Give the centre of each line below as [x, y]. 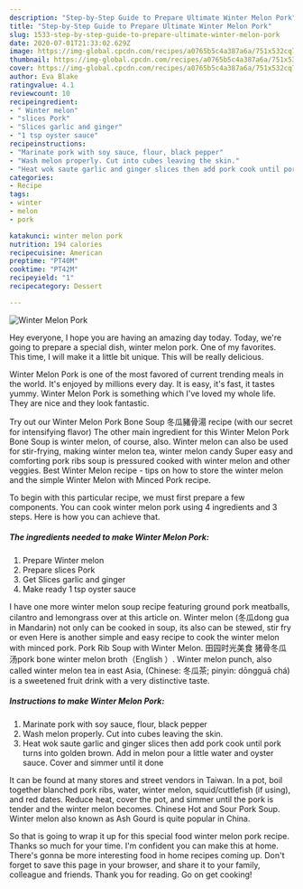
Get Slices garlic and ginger [74, 579]
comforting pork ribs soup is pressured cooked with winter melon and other [150, 460]
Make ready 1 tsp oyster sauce [79, 589]
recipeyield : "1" [42, 278]
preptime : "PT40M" [44, 261]
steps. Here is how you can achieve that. [85, 516]
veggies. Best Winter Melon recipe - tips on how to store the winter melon [147, 470]
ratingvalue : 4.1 [42, 85]
